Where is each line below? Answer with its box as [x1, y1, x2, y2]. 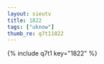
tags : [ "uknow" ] [7, 23, 54, 30]
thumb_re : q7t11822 [7, 30, 64, 37]
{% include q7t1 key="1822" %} [7, 49, 98, 58]
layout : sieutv [7, 10, 52, 18]
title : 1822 [7, 17, 42, 24]
